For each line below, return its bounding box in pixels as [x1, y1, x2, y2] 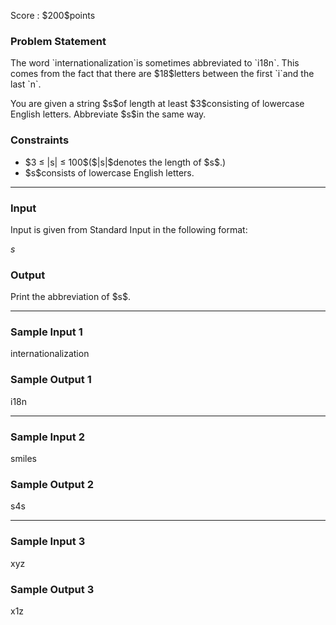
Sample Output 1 [10, 373, 92, 387]
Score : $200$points [10, 10, 96, 21]
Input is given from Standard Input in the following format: [10, 223, 248, 235]
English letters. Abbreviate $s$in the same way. [10, 108, 207, 120]
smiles [10, 453, 37, 465]
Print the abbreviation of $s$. [10, 291, 132, 303]
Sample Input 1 [10, 325, 83, 339]
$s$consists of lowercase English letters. [24, 166, 195, 179]
